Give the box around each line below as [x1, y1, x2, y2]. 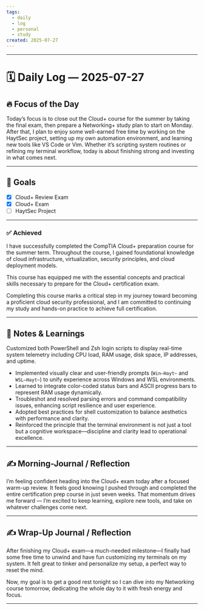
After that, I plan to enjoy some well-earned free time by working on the [6, 128, 185, 135]
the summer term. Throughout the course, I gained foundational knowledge [6, 249, 195, 256]
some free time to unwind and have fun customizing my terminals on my [6, 553, 187, 561]
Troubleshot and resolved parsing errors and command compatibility [15, 395, 187, 403]
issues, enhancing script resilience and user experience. [15, 402, 157, 409]
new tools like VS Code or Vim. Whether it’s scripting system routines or [6, 141, 186, 148]
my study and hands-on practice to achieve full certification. [6, 305, 158, 312]
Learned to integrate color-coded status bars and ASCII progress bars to [15, 382, 197, 390]
